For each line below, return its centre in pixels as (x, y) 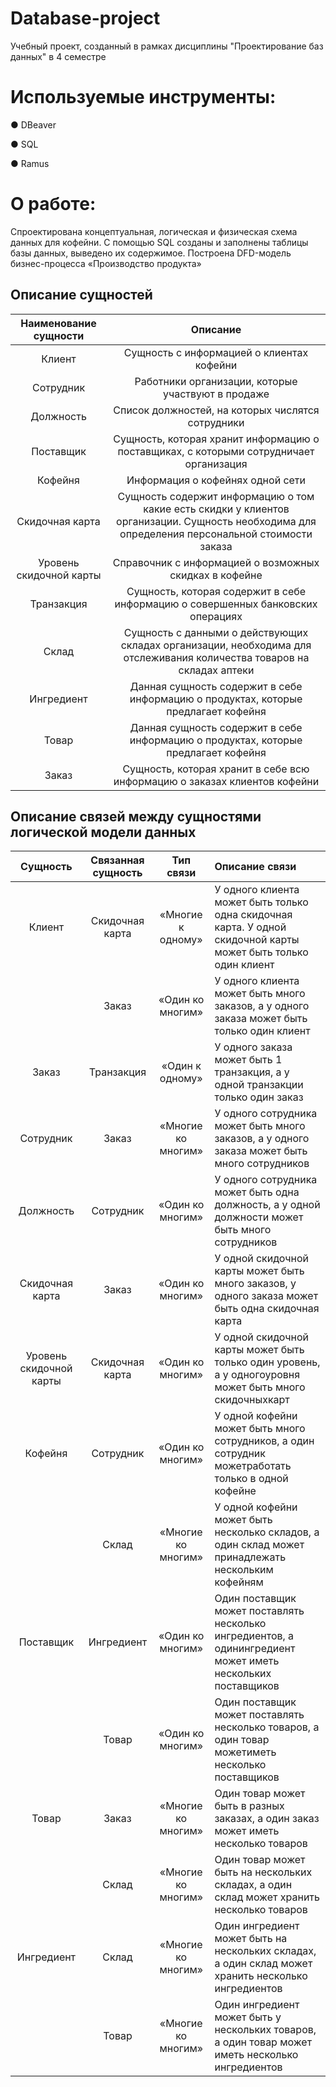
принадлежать (250, 1557)
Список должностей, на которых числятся (216, 410)
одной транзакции (259, 1085)
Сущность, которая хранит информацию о (216, 439)
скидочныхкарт (252, 1400)
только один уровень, (267, 1362)
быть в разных (249, 1806)
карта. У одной (250, 927)
